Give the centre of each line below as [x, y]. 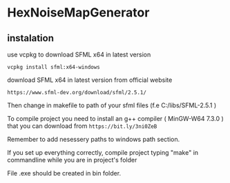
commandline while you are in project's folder [72, 160]
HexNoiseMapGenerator [78, 13]
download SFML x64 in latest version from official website [90, 80]
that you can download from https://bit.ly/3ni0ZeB [82, 126]
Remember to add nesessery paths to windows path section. [94, 139]
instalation [30, 38]
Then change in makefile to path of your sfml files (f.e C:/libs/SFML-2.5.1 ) [112, 105]
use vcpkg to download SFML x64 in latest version [79, 54]
